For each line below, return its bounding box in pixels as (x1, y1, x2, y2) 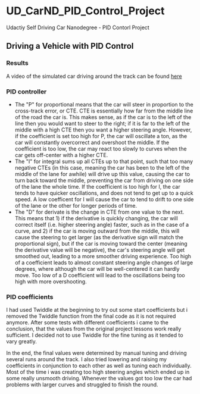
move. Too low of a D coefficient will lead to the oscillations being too (14, 271, 186, 279)
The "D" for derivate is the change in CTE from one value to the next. (14, 208, 185, 215)
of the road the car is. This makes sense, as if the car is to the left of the (14, 113, 192, 120)
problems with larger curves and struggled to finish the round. (6, 381, 159, 388)
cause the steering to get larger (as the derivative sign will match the (14, 233, 183, 240)
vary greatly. (6, 338, 37, 345)
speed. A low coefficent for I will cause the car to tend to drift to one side (14, 195, 195, 203)
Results (6, 59, 29, 67)
